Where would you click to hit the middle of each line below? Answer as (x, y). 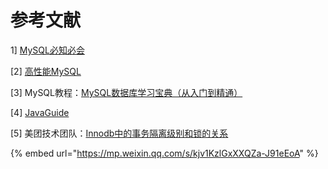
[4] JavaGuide (40, 112)
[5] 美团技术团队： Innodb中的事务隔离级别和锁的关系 (119, 133)
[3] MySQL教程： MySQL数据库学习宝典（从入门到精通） (126, 92)
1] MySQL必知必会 (47, 50)
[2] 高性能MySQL (46, 71)
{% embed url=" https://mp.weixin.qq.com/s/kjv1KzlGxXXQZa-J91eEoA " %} (164, 153)
